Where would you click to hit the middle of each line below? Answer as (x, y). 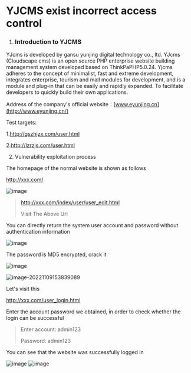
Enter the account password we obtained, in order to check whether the (93, 312)
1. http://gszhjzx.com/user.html (43, 134)
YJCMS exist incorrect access (82, 11)
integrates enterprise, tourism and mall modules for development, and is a (96, 80)
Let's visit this (23, 289)
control (24, 23)
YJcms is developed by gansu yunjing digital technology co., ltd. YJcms (93, 55)
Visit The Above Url (44, 214)
